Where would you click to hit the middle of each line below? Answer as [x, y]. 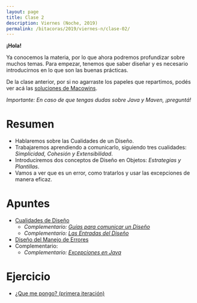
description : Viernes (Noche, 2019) [52, 23]
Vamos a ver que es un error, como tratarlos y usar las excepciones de [102, 173]
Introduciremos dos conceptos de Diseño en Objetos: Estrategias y [98, 160]
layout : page [23, 12]
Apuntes [28, 204]
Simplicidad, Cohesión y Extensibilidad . [64, 154]
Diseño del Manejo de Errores [52, 240]
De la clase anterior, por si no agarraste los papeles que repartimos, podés [98, 82]
